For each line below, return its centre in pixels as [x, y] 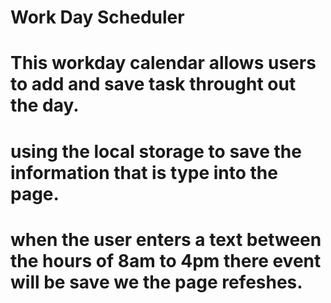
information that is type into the [144, 172]
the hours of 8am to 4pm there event [166, 260]
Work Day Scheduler [97, 17]
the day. [45, 105]
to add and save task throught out [153, 84]
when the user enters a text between [166, 239]
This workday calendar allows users [163, 63]
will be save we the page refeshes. [156, 282]
